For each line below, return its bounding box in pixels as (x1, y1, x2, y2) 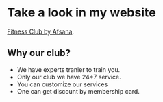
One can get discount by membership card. (16, 87, 140, 95)
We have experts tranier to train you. (16, 65, 121, 73)
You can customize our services (16, 80, 108, 88)
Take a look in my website (7, 5, 156, 21)
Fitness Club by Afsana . (7, 27, 74, 36)
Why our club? (7, 47, 71, 59)
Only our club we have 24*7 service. (16, 73, 121, 81)
